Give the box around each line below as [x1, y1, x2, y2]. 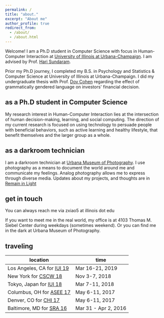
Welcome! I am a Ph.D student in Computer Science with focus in [5, 48, 137, 54]
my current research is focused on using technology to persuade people [5, 122, 152, 127]
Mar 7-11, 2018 [75, 281, 114, 288]
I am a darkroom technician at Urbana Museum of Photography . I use [5, 159, 145, 165]
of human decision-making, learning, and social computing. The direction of [5, 116, 160, 122]
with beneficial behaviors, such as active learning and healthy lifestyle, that [5, 127, 158, 133]
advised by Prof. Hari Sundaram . [5, 59, 71, 64]
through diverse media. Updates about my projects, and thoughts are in [5, 175, 150, 181]
